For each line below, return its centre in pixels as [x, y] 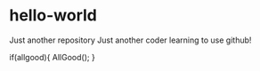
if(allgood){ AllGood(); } [52, 57]
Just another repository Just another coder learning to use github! [130, 40]
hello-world [53, 16]
